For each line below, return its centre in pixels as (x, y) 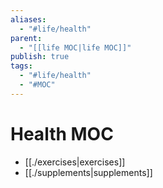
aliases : (28, 19)
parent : (26, 38)
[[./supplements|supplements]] (88, 172)
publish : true (40, 57)
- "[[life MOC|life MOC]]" (75, 47)
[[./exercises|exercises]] (75, 162)
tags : (21, 66)
